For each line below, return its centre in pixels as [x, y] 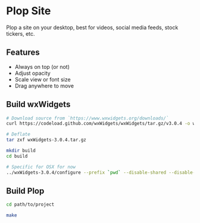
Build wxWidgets [38, 104]
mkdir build [21, 151]
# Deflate [18, 134]
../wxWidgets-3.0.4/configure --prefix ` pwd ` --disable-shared [86, 172]
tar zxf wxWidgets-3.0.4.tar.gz [46, 140]
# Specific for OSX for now [41, 167]
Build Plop [25, 191]
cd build [17, 156]
